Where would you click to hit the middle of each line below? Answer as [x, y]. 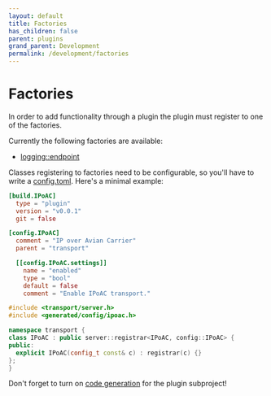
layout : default [36, 16]
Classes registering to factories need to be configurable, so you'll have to [131, 172]
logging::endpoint [50, 156]
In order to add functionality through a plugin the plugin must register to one [136, 116]
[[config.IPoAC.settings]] [61, 263]
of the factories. [35, 125]
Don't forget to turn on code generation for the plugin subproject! [118, 384]
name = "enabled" [52, 270]
